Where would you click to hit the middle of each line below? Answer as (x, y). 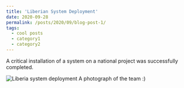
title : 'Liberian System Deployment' (52, 11)
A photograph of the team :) (112, 78)
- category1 (26, 39)
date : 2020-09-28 (27, 17)
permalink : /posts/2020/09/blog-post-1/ (56, 22)
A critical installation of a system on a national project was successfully (92, 61)
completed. (20, 67)
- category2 (26, 45)
